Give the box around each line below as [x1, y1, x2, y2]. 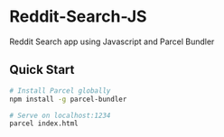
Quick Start [9, 62, 75, 78]
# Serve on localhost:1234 [9, 111, 111, 120]
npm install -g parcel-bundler [9, 95, 127, 104]
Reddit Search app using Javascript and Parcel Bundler [9, 36, 215, 47]
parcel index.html [9, 119, 79, 128]
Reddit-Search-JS [9, 6, 147, 27]
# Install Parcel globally [9, 86, 111, 96]
